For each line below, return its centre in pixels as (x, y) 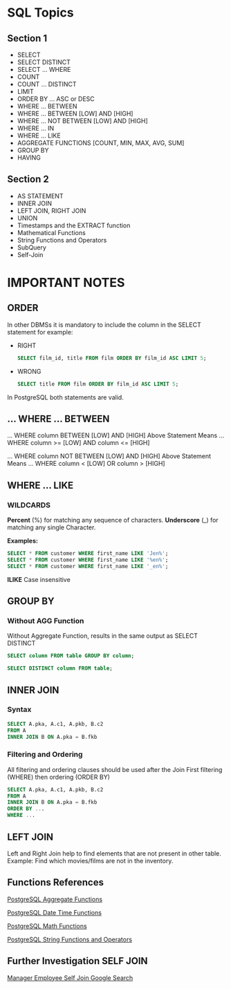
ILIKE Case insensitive (39, 579)
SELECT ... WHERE (44, 69)
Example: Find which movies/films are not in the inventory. (90, 860)
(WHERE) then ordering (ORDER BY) (59, 777)
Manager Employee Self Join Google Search (70, 978)
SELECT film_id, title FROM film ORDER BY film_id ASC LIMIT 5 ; (112, 358)
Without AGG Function (46, 621)
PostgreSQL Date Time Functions (55, 912)
